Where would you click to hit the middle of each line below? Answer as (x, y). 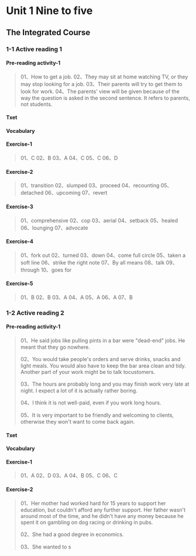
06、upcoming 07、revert (76, 193)
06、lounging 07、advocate (54, 228)
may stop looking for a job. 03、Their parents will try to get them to (101, 84)
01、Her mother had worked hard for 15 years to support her (93, 503)
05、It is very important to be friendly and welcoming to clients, (97, 415)
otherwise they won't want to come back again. (78, 422)
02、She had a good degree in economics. (72, 534)
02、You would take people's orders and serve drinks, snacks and (100, 359)
